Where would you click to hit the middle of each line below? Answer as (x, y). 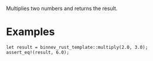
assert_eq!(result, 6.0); (38, 52)
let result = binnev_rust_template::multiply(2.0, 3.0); (77, 47)
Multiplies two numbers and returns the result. (62, 8)
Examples (30, 32)
